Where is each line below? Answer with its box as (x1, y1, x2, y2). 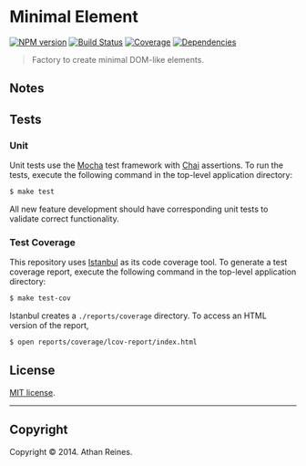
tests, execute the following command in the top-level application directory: (9, 170, 293, 181)
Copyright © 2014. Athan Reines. (9, 446, 133, 457)
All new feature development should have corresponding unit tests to (9, 203, 269, 214)
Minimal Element (9, 6, 138, 27)
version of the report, (9, 320, 89, 331)
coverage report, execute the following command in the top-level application (9, 266, 297, 277)
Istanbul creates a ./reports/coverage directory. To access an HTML (9, 310, 267, 321)
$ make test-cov (9, 294, 71, 303)
